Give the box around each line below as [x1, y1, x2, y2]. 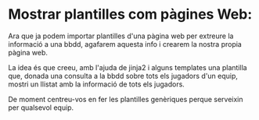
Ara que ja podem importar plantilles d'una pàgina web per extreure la [8, 31, 234, 41]
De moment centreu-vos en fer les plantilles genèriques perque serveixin [8, 94, 244, 104]
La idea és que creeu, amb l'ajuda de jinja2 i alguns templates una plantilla [8, 62, 248, 72]
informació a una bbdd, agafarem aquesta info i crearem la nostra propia [8, 39, 243, 48]
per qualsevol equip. [8, 103, 74, 112]
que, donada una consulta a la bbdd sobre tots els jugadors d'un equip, [8, 71, 239, 80]
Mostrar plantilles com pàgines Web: [8, 5, 253, 23]
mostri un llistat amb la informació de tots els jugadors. [8, 79, 185, 89]
